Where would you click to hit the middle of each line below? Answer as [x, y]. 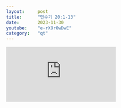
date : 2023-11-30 [35, 22]
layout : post [27, 11]
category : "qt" [27, 33]
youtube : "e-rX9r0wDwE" [39, 28]
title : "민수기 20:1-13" [41, 17]
